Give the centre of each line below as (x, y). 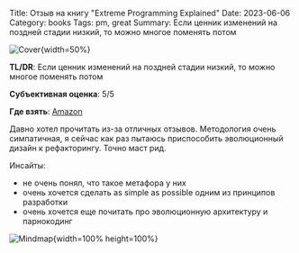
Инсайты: (28, 165)
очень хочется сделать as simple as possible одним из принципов (149, 192)
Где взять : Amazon (46, 111)
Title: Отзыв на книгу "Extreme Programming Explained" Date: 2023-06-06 (150, 13)
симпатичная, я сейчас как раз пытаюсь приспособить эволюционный (146, 138)
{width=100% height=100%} (105, 239)
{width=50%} (65, 50)
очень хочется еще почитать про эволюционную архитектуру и (145, 212)
